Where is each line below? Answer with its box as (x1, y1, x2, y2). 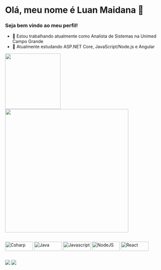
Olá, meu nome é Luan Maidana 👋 (5, 4, 144, 16)
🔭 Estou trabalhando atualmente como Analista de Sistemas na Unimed (12, 33, 157, 39)
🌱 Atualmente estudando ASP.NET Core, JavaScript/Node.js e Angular (12, 44, 155, 50)
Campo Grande (12, 39, 43, 44)
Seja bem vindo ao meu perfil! (5, 22, 78, 29)
